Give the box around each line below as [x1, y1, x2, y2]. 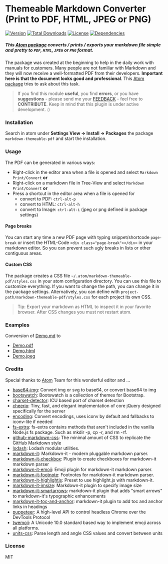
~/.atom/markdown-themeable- [71, 273, 132, 278]
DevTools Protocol [12, 514, 50, 520]
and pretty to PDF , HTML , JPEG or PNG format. [5, 47, 94, 53]
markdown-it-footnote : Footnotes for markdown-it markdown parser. [12, 471, 154, 477]
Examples [5, 321, 30, 328]
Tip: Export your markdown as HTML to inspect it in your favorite [17, 303, 151, 309]
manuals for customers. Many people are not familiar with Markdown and [5, 64, 156, 70]
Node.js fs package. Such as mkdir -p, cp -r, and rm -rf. [12, 429, 127, 435]
